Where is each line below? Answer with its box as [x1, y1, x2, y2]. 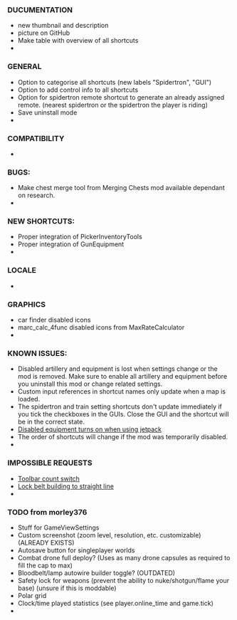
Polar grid [17, 591, 47, 599]
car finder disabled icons [17, 315, 91, 325]
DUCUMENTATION [7, 5, 73, 15]
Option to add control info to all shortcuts [17, 85, 139, 94]
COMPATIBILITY [7, 133, 65, 143]
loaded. [17, 395, 41, 404]
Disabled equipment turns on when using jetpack [17, 425, 162, 434]
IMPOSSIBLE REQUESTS [7, 458, 93, 468]
